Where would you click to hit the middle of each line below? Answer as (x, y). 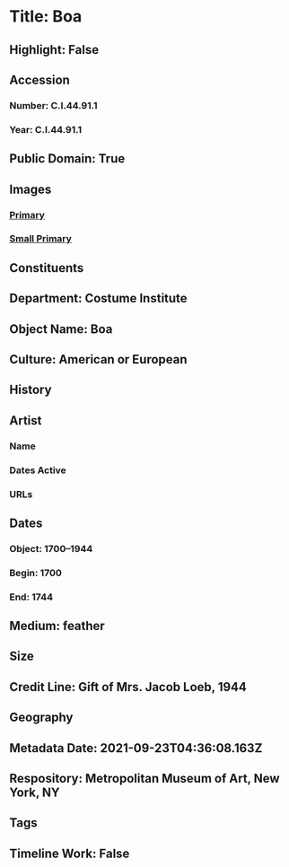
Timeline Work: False (70, 853)
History (31, 390)
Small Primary (40, 239)
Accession (39, 79)
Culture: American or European (98, 359)
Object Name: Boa (61, 329)
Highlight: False (54, 50)
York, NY (35, 793)
